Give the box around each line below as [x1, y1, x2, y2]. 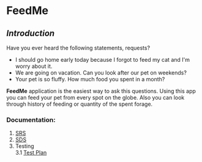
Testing [15, 142, 35, 150]
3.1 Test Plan [15, 149, 47, 156]
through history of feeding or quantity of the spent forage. [6, 100, 153, 108]
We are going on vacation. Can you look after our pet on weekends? [15, 69, 187, 76]
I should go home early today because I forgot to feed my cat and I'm [15, 56, 190, 63]
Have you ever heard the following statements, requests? [6, 44, 151, 51]
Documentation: [6, 116, 56, 124]
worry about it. [15, 62, 53, 70]
